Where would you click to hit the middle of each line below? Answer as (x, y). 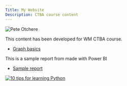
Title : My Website (25, 10)
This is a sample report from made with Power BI (56, 58)
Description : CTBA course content (42, 15)
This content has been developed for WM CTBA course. (64, 39)
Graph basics (26, 49)
